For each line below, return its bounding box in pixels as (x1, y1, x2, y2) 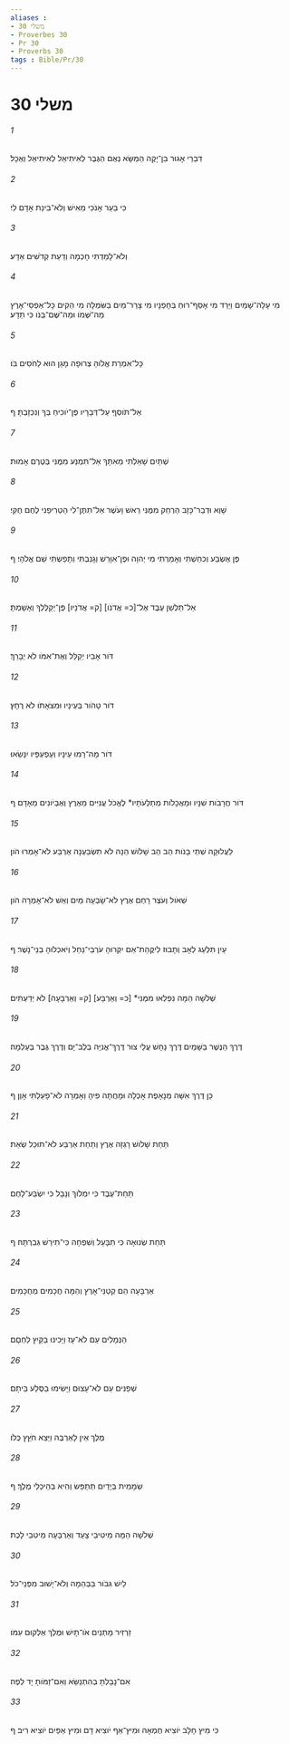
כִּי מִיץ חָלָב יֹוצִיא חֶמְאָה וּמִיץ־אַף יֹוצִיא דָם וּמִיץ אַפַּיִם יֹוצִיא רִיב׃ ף (10, 1724, 219, 1735)
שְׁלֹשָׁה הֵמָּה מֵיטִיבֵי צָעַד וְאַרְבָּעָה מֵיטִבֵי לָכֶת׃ (10, 1529, 154, 1540)
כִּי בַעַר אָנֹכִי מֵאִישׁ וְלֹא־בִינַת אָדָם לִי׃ (10, 201, 127, 213)
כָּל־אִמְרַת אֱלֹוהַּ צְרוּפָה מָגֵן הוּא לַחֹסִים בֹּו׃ (10, 358, 144, 369)
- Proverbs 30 (10, 47, 64, 56)
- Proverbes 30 (10, 30, 68, 39)
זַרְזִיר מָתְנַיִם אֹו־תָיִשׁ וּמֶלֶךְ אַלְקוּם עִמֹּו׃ (10, 1627, 132, 1638)
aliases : (10, 13, 48, 23)
